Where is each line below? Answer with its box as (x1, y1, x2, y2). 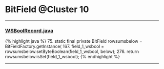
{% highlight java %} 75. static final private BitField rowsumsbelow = (5, 38, 143, 44)
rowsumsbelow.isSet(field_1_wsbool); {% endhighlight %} (5, 54, 120, 60)
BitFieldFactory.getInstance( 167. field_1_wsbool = (5, 43, 104, 50)
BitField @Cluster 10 (5, 4, 89, 15)
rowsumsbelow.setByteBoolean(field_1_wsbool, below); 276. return (5, 49, 139, 54)
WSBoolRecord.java (5, 27, 54, 34)
